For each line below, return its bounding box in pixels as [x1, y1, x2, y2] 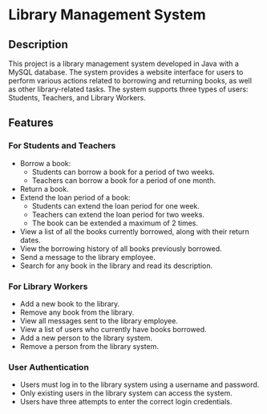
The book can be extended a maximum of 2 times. [31, 218, 199, 228]
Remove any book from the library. [19, 307, 135, 317]
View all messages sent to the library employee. [19, 315, 179, 326]
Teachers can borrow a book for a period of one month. [31, 175, 216, 185]
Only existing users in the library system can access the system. [19, 388, 233, 398]
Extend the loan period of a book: [19, 193, 131, 202]
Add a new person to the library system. [19, 333, 152, 343]
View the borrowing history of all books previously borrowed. [19, 243, 222, 254]
